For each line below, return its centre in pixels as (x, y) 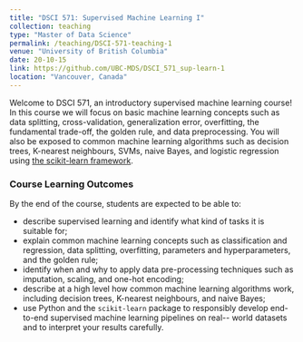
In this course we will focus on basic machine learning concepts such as (145, 112)
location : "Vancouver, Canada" (68, 77)
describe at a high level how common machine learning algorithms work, (158, 289)
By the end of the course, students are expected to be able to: (126, 204)
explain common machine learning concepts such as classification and (155, 240)
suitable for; (45, 231)
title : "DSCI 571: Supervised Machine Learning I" (107, 18)
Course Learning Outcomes (72, 184)
